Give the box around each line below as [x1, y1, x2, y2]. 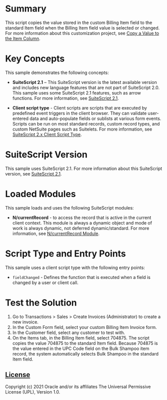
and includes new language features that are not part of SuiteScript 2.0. [12, 84, 160, 90]
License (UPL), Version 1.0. [5, 389, 61, 395]
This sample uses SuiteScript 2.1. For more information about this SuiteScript [5, 165, 163, 171]
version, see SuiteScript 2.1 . [5, 170, 62, 176]
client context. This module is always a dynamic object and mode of [12, 219, 152, 225]
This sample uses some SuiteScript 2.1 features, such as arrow [12, 89, 141, 95]
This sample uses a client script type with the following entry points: [5, 264, 146, 270]
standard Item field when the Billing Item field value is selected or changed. [5, 24, 160, 30]
